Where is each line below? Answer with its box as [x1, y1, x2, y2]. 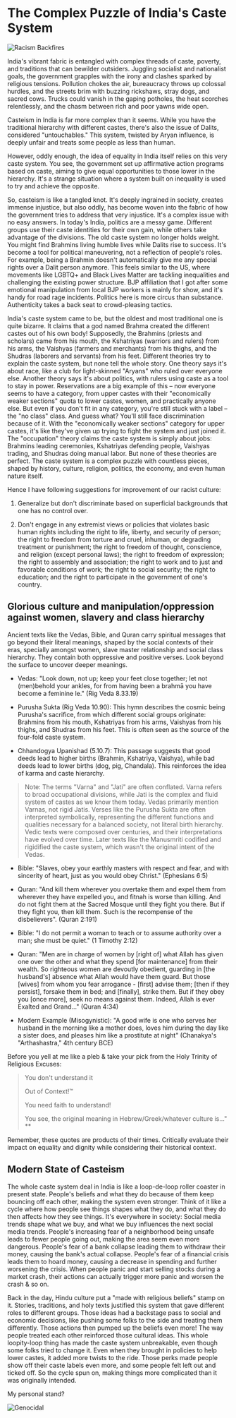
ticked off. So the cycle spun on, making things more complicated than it [7, 1368, 217, 1377]
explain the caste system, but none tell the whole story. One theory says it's [7, 359, 228, 368]
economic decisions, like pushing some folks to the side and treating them [7, 1316, 223, 1324]
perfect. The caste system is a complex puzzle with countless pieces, [7, 457, 210, 465]
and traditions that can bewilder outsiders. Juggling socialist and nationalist [7, 64, 227, 73]
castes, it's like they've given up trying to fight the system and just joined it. [7, 426, 226, 435]
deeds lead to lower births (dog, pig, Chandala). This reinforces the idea [17, 761, 227, 770]
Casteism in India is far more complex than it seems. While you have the [7, 115, 216, 124]
